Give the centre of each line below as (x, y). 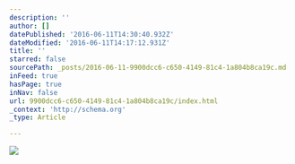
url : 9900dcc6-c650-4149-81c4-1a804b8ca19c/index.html (114, 101)
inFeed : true (34, 76)
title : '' (28, 51)
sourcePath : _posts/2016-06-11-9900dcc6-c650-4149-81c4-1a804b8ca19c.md (148, 68)
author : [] (30, 26)
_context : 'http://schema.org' (68, 109)
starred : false (38, 59)
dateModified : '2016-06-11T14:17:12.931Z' (90, 43)
